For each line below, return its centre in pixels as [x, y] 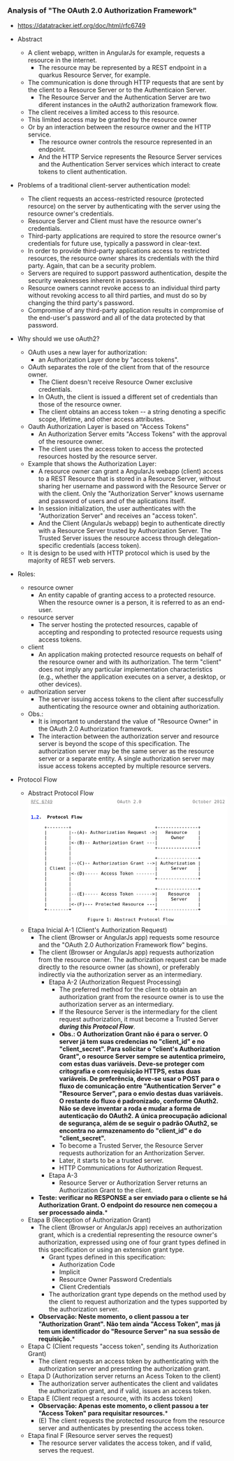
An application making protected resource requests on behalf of [130, 655]
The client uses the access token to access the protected [121, 449]
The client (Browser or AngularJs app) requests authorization [126, 952]
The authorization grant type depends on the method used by [137, 1294]
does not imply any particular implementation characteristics [125, 670]
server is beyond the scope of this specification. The [114, 744]
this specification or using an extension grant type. [111, 1249]
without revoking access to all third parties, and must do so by [117, 295]
